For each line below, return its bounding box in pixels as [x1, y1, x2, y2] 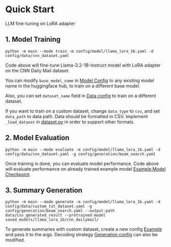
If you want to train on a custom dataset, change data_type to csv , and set [5, 108, 160, 114]
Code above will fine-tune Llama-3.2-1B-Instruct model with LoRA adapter [5, 62, 161, 68]
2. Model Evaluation [5, 133, 70, 142]
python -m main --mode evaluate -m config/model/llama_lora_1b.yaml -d [5, 147, 160, 152]
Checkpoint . [5, 171, 31, 177]
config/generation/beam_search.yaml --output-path [5, 208, 115, 213]
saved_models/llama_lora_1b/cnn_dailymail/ [5, 217, 99, 223]
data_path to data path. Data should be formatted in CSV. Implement [5, 113, 148, 119]
